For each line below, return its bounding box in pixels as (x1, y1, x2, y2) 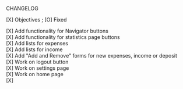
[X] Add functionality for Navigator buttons (6, 27, 109, 34)
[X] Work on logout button (6, 58, 69, 65)
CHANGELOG (6, 5, 39, 12)
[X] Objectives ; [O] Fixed (6, 16, 67, 23)
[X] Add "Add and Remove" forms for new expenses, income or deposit (6, 52, 178, 59)
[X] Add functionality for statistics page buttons (6, 34, 121, 40)
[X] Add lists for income (6, 46, 63, 53)
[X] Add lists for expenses (6, 40, 69, 47)
